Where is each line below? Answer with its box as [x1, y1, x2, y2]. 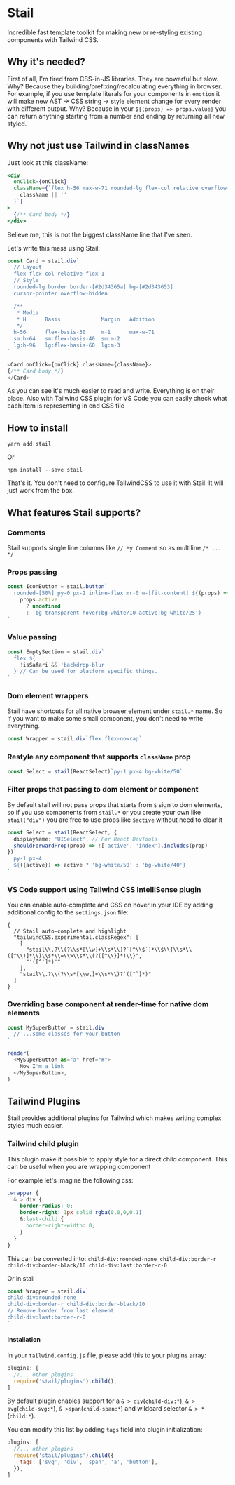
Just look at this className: [7, 158, 89, 166]
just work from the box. [7, 486, 75, 495]
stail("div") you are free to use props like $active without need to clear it [7, 815, 222, 824]
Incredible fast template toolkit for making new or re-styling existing [7, 28, 203, 36]
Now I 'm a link [20, 1063, 64, 1070]
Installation [7, 1336, 41, 1344]
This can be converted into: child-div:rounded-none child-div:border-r [7, 1254, 217, 1263]
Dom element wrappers [7, 691, 89, 701]
